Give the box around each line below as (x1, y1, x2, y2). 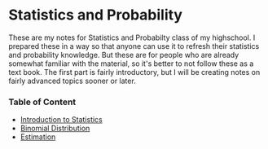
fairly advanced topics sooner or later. (8, 76, 136, 85)
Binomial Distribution (20, 124, 90, 134)
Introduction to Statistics (20, 115, 103, 125)
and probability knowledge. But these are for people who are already (8, 50, 239, 59)
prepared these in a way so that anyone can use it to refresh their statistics (8, 41, 260, 50)
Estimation (20, 132, 56, 142)
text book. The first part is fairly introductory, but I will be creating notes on (8, 67, 261, 77)
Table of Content (8, 96, 77, 107)
